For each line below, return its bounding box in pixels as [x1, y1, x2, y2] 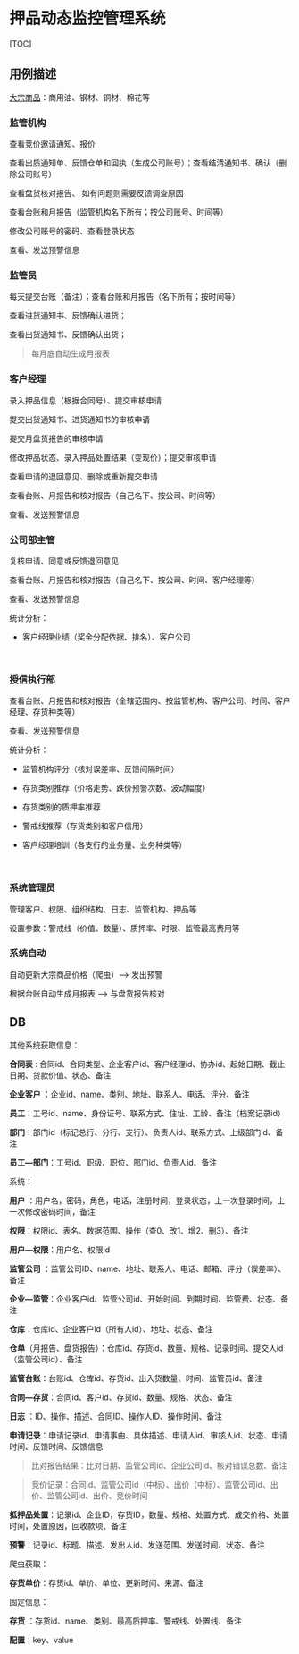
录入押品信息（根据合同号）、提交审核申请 [9, 394, 162, 405]
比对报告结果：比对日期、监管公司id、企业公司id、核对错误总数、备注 [30, 1460, 287, 1471]
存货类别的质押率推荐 [21, 802, 101, 812]
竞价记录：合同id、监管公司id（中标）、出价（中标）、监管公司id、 [30, 1479, 270, 1489]
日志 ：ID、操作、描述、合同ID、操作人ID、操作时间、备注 [9, 1411, 223, 1421]
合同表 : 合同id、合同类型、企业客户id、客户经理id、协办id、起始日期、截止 [9, 1058, 286, 1069]
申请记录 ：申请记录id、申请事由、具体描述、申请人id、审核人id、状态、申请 [9, 1429, 287, 1440]
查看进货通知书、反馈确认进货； [9, 310, 127, 321]
